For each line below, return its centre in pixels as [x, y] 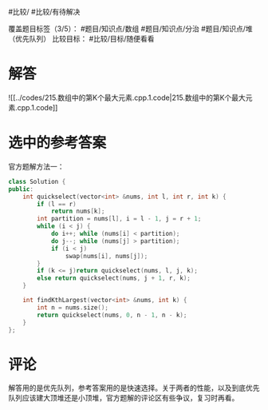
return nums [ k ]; [78, 211]
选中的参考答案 [57, 143]
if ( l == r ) [57, 204]
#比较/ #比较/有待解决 [44, 12]
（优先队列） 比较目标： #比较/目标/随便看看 [81, 39]
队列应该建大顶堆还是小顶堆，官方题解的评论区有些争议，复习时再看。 [124, 398]
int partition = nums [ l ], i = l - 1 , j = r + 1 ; [119, 219]
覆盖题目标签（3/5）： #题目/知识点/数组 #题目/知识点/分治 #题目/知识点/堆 [130, 29]
